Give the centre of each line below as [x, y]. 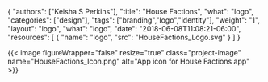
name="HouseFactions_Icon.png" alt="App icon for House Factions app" [129, 61]
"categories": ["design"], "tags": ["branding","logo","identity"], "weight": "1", [134, 20]
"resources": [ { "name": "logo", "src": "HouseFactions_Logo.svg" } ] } [124, 37]
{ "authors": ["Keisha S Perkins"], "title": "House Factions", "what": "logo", [131, 12]
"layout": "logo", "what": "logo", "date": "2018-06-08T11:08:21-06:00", [124, 29]
